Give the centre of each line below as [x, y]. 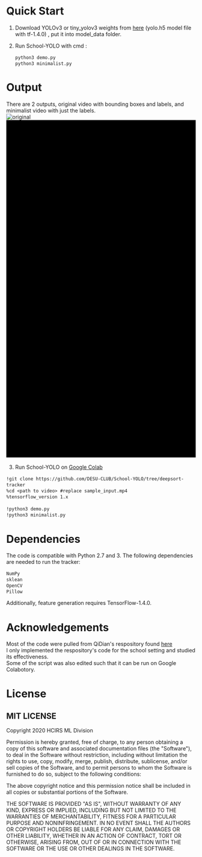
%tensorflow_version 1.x [37, 497]
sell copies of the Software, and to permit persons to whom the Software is [99, 768]
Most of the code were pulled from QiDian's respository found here [89, 644]
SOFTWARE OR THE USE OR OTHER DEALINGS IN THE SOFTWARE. [90, 849]
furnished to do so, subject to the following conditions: [74, 774]
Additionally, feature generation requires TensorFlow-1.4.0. [79, 603]
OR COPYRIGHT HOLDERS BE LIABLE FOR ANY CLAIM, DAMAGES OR [93, 829]
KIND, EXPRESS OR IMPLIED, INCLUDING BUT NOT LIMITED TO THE [91, 810]
